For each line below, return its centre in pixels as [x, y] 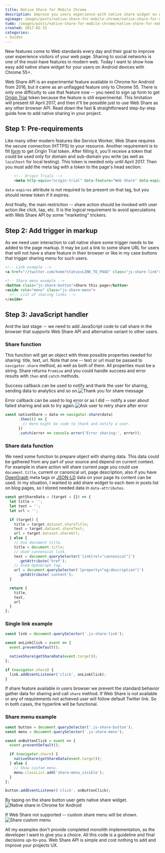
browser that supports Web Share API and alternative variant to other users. [82, 332]
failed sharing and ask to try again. [40, 406]
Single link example [29, 624]
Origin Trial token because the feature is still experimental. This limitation [79, 97]
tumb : [11, 23]
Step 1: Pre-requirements [44, 129]
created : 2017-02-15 [26, 28]
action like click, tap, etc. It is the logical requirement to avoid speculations [80, 210]
